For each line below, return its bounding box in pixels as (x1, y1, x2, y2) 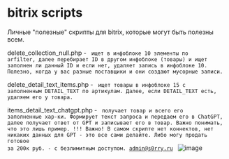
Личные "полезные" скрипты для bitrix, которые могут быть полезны (7, 28, 214, 36)
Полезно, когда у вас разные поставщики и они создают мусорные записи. (7, 68, 223, 75)
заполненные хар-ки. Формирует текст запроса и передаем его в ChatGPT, (7, 113, 223, 120)
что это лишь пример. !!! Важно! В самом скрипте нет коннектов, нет (7, 125, 214, 133)
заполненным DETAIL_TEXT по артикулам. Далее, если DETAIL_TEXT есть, (7, 87, 217, 94)
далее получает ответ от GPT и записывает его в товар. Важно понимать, (7, 119, 223, 126)
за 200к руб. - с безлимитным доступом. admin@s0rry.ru (7, 144, 173, 152)
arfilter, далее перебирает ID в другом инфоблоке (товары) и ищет (7, 56, 208, 63)
